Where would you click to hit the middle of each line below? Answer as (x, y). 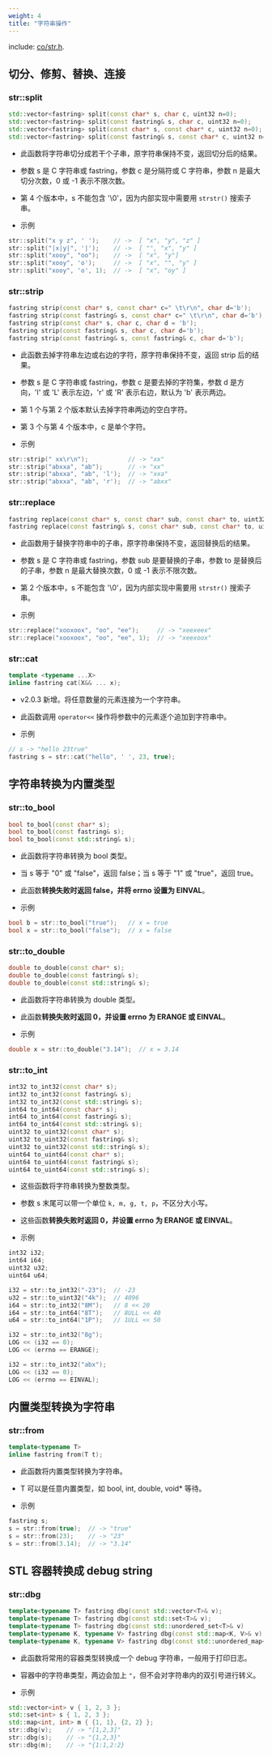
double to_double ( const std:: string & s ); (79, 983)
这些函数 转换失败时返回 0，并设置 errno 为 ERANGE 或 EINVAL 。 (128, 1220)
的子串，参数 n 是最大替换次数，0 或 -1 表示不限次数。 (110, 571)
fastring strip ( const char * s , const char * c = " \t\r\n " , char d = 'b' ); (130, 308)
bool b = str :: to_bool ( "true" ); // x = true (88, 923)
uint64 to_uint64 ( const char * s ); (67, 1155)
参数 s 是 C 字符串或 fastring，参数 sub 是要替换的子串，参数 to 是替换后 (141, 560)
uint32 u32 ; (28, 1268)
